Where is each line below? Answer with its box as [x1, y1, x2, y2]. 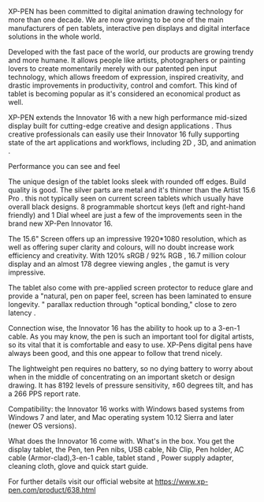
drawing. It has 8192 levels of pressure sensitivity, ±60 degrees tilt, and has [8, 380, 254, 390]
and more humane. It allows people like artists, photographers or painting [8, 55, 246, 65]
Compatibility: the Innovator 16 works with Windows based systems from [8, 404, 245, 414]
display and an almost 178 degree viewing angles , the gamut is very [8, 260, 230, 268]
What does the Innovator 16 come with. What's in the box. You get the [8, 436, 235, 445]
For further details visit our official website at [8, 477, 154, 486]
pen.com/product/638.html [8, 485, 96, 494]
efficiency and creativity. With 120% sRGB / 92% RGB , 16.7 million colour [8, 251, 247, 260]
